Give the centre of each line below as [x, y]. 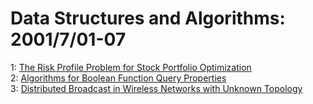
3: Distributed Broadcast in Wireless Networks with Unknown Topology [156, 88]
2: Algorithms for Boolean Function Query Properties [118, 78]
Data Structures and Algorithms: [148, 18]
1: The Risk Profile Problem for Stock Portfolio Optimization [131, 67]
